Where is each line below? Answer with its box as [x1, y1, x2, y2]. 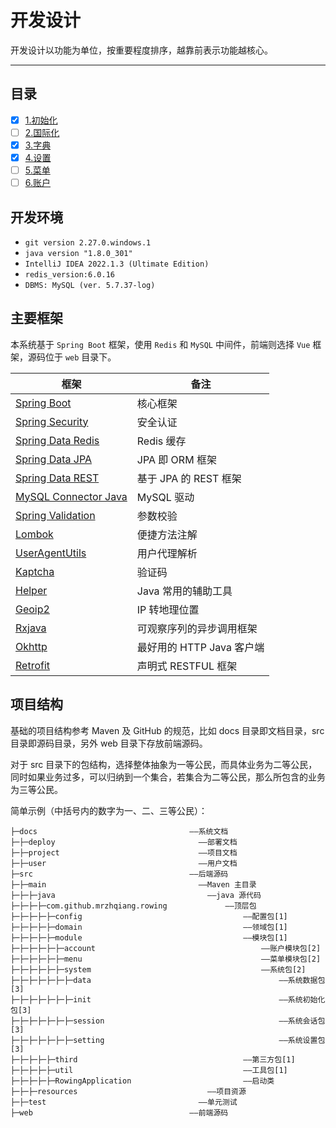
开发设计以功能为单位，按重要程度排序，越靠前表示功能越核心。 [10, 44, 273, 56]
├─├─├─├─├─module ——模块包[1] [10, 932, 288, 943]
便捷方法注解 [136, 527, 198, 541]
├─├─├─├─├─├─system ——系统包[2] [10, 964, 307, 975]
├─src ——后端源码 [10, 869, 229, 879]
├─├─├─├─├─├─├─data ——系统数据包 [10, 975, 326, 985]
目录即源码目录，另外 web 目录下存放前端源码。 [10, 737, 208, 749]
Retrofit [15, 658, 51, 672]
